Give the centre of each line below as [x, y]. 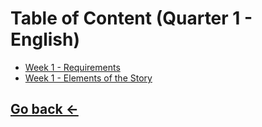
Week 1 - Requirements [72, 67]
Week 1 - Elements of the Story [88, 78]
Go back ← [44, 109]
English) [45, 39]
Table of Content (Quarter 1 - [131, 18]
